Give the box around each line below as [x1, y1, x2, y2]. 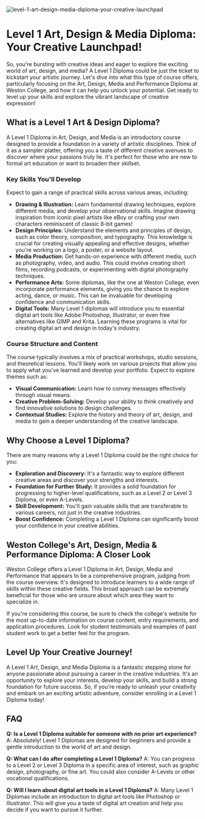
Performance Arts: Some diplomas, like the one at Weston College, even [15, 279, 199, 286]
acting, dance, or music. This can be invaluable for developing [15, 292, 173, 300]
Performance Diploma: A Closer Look [6, 549, 151, 560]
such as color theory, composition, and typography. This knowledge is [15, 233, 193, 241]
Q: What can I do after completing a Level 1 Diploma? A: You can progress [6, 755, 195, 762]
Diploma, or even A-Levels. [15, 496, 84, 504]
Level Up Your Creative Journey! [6, 647, 133, 658]
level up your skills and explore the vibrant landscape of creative [6, 92, 170, 100]
